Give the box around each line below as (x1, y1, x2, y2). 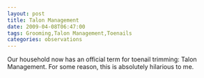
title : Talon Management (7, 17, 79, 24)
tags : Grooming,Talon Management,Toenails (7, 29, 132, 37)
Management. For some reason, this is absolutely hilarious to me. (7, 63, 194, 71)
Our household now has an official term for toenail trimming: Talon (7, 55, 197, 63)
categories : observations (7, 36, 82, 43)
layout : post (7, 10, 45, 17)
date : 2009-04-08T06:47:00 (7, 23, 86, 30)
